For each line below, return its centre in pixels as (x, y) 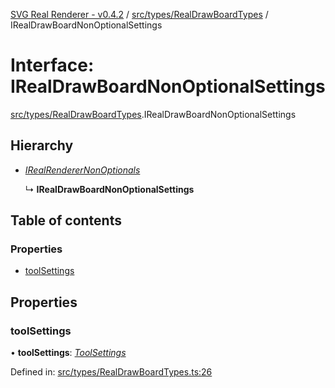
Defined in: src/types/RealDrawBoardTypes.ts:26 (111, 372)
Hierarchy (42, 145)
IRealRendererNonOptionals (82, 170)
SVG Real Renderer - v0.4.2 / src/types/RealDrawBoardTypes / (139, 14)
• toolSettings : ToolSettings (68, 353)
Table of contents (66, 220)
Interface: (52, 65)
